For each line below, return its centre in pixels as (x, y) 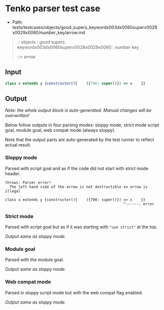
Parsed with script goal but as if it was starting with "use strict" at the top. (81, 227)
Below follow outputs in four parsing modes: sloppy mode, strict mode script (82, 125)
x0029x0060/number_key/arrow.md (49, 32)
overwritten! (17, 116)
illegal (13, 191)
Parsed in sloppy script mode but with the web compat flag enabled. (74, 292)
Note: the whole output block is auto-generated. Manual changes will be (78, 110)
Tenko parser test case (53, 9)
